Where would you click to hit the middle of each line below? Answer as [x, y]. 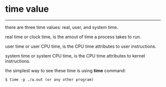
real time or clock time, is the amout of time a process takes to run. [73, 37]
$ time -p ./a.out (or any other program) [49, 80]
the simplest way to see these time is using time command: [65, 70]
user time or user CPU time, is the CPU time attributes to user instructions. [81, 46]
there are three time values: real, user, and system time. [62, 27]
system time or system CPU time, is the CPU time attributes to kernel [75, 56]
